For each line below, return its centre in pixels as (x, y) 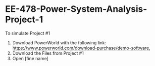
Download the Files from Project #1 (48, 53)
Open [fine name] (30, 58)
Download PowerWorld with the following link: (59, 42)
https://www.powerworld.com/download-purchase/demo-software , (81, 48)
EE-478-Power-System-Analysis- (76, 9)
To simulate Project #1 (28, 33)
